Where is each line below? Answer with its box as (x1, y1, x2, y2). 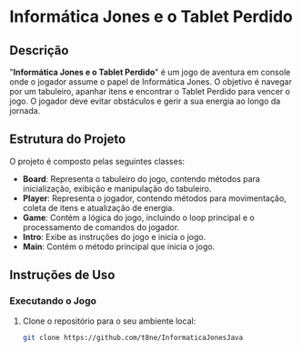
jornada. (9, 105, 41, 115)
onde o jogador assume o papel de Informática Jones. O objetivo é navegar (9, 76, 293, 87)
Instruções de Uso (9, 267, 116, 283)
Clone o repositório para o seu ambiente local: (22, 316, 196, 326)
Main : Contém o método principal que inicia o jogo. (22, 241, 216, 252)
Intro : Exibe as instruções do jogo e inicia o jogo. (22, 231, 206, 242)
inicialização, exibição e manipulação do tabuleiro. (22, 183, 212, 194)
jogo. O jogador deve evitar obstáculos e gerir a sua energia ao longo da (9, 95, 281, 106)
